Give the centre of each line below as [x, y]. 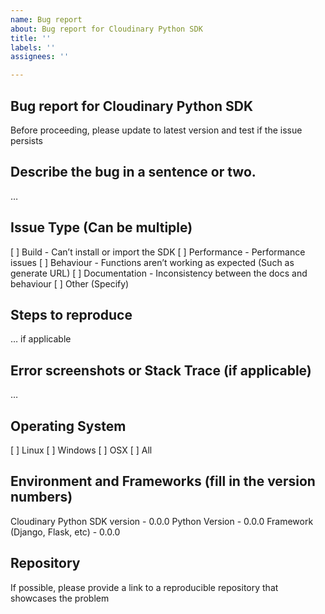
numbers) [41, 497]
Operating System [68, 426]
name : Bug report [46, 19]
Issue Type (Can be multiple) [101, 227]
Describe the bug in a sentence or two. [133, 172]
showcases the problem [60, 598]
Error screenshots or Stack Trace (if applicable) [161, 370]
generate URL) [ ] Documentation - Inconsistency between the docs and [159, 273]
